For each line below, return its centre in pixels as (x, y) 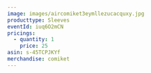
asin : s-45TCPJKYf (34, 53)
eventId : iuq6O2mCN (35, 26)
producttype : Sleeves (39, 20)
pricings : (22, 33)
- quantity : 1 (34, 40)
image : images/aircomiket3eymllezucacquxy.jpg (76, 14)
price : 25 (34, 46)
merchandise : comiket (39, 59)
